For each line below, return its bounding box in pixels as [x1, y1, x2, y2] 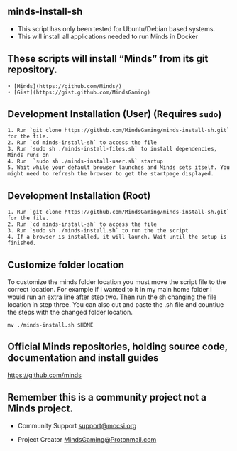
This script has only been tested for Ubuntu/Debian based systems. [17, 24, 215, 33]
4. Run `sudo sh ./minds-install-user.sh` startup [7, 158, 163, 165]
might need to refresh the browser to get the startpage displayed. [7, 170, 214, 178]
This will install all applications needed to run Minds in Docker [17, 32, 199, 40]
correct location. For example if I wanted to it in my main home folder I [7, 286, 213, 294]
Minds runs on [7, 152, 50, 159]
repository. [7, 64, 58, 76]
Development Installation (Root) [7, 190, 151, 202]
